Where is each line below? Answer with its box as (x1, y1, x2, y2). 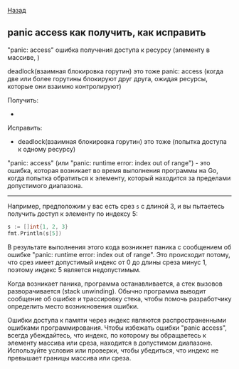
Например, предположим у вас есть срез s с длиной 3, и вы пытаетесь (7, 202, 225, 210)
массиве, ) (7, 53, 41, 61)
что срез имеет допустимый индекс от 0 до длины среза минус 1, (7, 258, 208, 266)
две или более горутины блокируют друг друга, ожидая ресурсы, (7, 74, 208, 83)
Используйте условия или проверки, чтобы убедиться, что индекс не (7, 345, 219, 355)
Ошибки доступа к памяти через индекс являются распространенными (7, 316, 226, 324)
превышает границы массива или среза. (7, 353, 132, 362)
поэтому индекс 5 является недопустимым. (7, 265, 141, 274)
